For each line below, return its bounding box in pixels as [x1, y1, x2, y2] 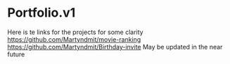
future [7, 50, 25, 58]
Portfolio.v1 [7, 5, 76, 21]
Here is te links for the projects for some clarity [7, 28, 143, 36]
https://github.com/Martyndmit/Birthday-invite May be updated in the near [7, 42, 223, 51]
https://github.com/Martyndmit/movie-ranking [7, 35, 141, 43]
